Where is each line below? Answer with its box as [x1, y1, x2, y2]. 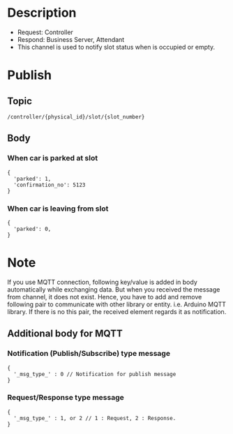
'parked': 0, [13, 225, 52, 232]
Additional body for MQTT [7, 328, 123, 340]
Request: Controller [17, 28, 73, 36]
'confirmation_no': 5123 [13, 181, 86, 188]
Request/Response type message [7, 393, 124, 403]
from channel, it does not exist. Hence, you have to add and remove [7, 292, 202, 301]
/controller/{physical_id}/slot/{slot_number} [7, 113, 145, 120]
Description [7, 5, 77, 21]
